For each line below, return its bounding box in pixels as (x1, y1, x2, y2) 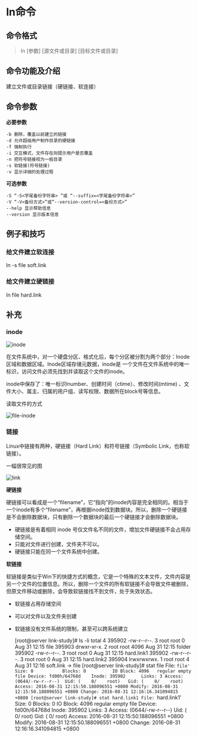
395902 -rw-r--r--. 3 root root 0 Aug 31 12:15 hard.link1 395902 (14, 649, 169, 656)
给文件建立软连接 (6, 248, 55, 256)
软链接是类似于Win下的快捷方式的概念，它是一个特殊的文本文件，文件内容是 (6, 573, 191, 580)
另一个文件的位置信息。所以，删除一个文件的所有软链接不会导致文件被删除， (6, 580, 192, 587)
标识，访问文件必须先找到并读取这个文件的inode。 (6, 368, 128, 375)
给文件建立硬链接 (6, 278, 55, 286)
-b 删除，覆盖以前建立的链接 (6, 131, 67, 137)
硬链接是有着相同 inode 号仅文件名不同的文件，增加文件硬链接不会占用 (14, 526, 186, 533)
